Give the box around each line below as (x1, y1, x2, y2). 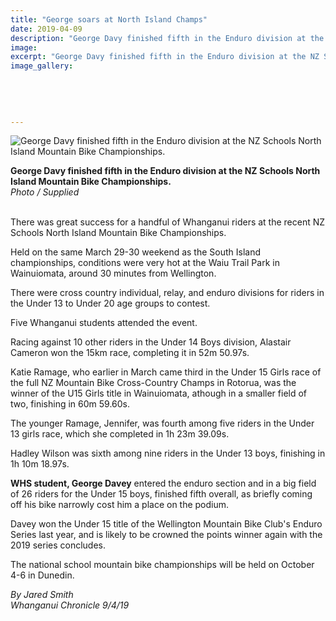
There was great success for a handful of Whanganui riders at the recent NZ (10, 216, 326, 228)
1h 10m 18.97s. (10, 458, 70, 470)
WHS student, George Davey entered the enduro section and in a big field (10, 477, 317, 490)
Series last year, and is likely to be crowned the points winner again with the (10, 529, 323, 541)
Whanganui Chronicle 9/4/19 (10, 599, 130, 611)
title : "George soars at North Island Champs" (10, 14, 208, 25)
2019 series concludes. (10, 539, 107, 551)
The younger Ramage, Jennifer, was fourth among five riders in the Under (10, 417, 315, 430)
